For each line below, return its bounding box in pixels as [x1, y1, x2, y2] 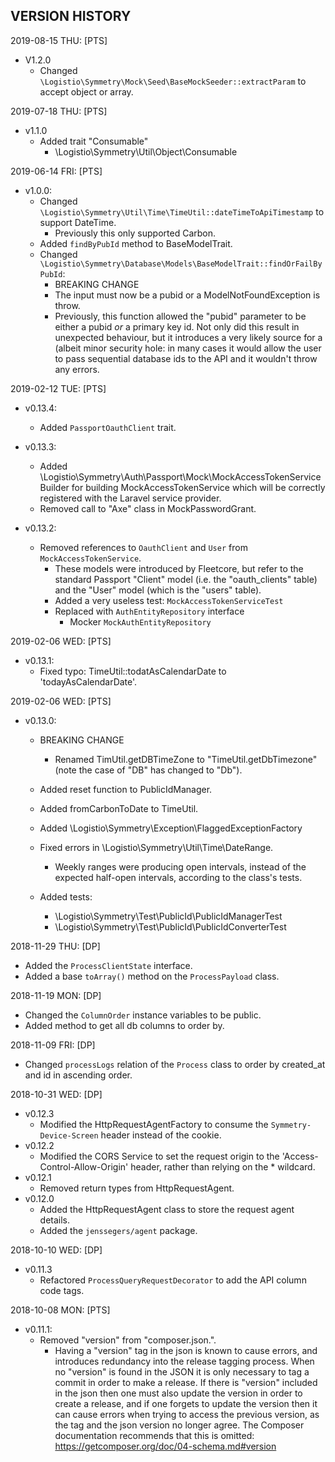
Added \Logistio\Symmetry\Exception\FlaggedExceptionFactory [39, 822, 303, 834]
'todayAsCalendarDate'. [39, 675, 138, 688]
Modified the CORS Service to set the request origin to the [39, 1150, 280, 1162]
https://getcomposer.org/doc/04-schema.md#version [54, 1440, 277, 1452]
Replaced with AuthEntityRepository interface [54, 605, 245, 617]
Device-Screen [39, 1130, 99, 1141]
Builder [39, 481, 70, 493]
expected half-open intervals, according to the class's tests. [54, 871, 303, 883]
